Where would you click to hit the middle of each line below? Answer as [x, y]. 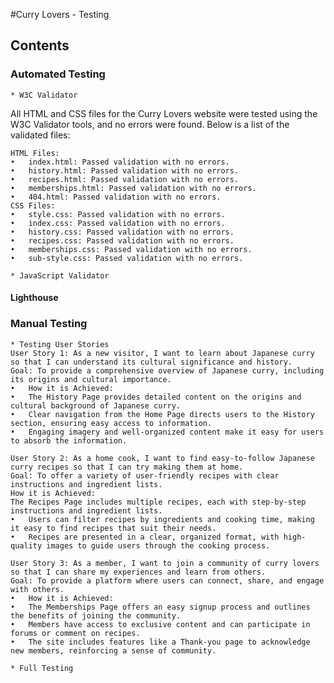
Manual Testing [49, 324]
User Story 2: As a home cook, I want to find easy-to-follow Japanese [162, 458]
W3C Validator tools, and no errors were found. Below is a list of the [150, 124]
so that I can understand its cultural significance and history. [151, 362]
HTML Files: [35, 153]
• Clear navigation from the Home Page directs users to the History [162, 414]
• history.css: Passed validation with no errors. [122, 232]
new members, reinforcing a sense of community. [113, 650]
